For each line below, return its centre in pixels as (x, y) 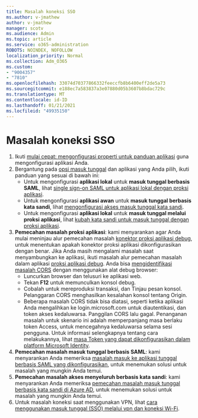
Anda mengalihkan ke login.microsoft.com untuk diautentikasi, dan (105, 308)
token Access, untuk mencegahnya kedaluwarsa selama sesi (98, 327)
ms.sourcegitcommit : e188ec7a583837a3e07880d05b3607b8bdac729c (86, 89)
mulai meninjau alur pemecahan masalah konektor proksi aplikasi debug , (103, 238)
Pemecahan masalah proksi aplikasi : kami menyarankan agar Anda (98, 232)
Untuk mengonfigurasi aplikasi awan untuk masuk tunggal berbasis (107, 201)
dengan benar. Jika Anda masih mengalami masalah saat (84, 251)
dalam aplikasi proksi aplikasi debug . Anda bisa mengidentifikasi (93, 264)
